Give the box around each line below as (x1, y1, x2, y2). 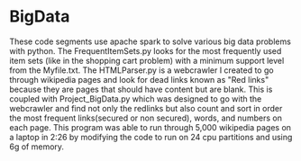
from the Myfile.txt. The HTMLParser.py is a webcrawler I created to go (9, 65, 274, 76)
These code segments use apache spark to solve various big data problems (9, 36, 291, 47)
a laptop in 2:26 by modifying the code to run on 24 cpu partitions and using (9, 131, 293, 142)
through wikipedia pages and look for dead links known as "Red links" (9, 74, 269, 85)
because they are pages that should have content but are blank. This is (9, 84, 273, 94)
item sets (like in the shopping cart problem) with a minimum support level (9, 55, 285, 66)
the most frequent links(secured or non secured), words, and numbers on (9, 112, 282, 123)
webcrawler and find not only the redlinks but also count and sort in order (9, 103, 283, 113)
